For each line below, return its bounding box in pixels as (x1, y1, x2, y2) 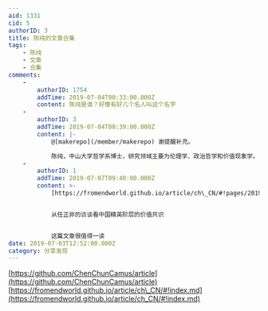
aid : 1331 (8, 11, 41, 20)
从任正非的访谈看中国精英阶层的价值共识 (50, 211, 164, 218)
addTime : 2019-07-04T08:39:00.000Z (37, 123, 156, 131)
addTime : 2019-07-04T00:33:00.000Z (37, 93, 156, 101)
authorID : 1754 (37, 85, 88, 94)
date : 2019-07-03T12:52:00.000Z (8, 239, 116, 247)
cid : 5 (8, 19, 30, 27)
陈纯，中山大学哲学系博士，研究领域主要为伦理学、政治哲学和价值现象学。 (50, 152, 259, 160)
